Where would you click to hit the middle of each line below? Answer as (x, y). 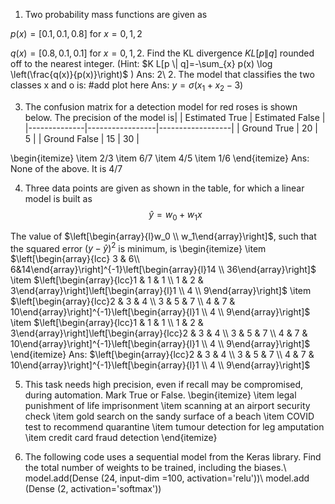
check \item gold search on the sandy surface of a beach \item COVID (169, 416)
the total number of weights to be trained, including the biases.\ (155, 468)
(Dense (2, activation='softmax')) (93, 489)
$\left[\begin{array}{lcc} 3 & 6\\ (75, 259)
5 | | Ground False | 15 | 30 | (82, 138)
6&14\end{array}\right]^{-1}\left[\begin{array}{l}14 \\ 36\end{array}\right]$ (163, 270)
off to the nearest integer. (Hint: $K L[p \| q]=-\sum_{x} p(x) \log (141, 63)
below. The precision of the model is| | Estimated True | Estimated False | (175, 117)
